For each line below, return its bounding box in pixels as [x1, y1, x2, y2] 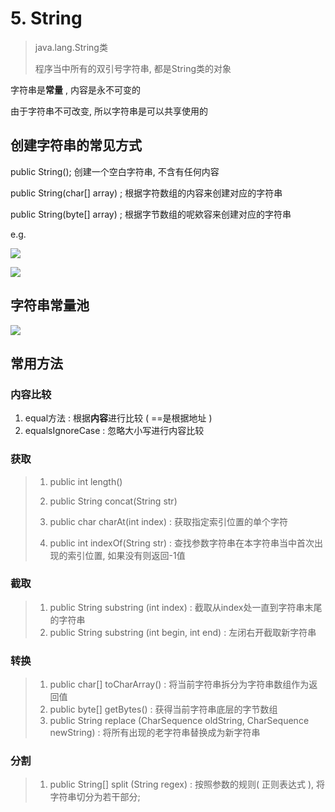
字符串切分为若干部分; [49, 791, 141, 803]
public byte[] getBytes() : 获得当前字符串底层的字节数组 [49, 703, 278, 716]
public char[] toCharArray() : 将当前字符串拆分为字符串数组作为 [49, 678, 310, 691]
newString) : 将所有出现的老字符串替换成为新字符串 [49, 727, 261, 739]
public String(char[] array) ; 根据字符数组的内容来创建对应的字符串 [10, 187, 283, 199]
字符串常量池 [10, 297, 90, 314]
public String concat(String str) [49, 495, 178, 507]
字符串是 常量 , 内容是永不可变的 [10, 83, 141, 96]
